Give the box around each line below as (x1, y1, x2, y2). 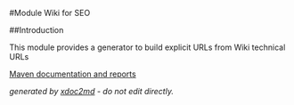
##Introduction (9, 25, 64, 35)
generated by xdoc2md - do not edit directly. (9, 86, 174, 96)
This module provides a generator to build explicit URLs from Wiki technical (9, 42, 286, 52)
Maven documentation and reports (9, 69, 136, 79)
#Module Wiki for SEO (9, 8, 91, 18)
